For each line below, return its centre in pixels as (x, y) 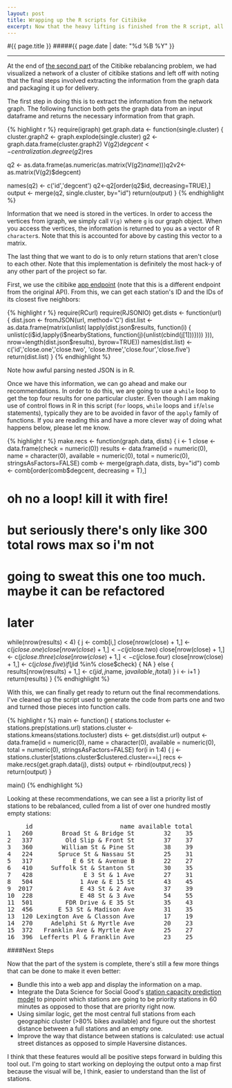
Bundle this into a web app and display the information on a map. (109, 984)
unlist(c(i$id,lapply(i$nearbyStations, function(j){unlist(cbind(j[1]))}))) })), (110, 335)
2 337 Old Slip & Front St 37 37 (100, 840)
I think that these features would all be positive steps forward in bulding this (115, 1056)
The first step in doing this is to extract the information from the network (110, 102)
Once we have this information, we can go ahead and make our (97, 384)
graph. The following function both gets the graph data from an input (105, 109)
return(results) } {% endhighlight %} (59, 679)
